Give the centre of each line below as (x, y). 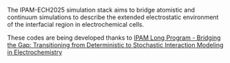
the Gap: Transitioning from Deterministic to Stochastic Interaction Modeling (115, 45)
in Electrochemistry (35, 52)
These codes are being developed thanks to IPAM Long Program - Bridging (114, 38)
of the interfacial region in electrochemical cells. (76, 24)
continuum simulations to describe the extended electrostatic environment (113, 17)
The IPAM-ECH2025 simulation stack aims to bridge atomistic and (101, 10)
